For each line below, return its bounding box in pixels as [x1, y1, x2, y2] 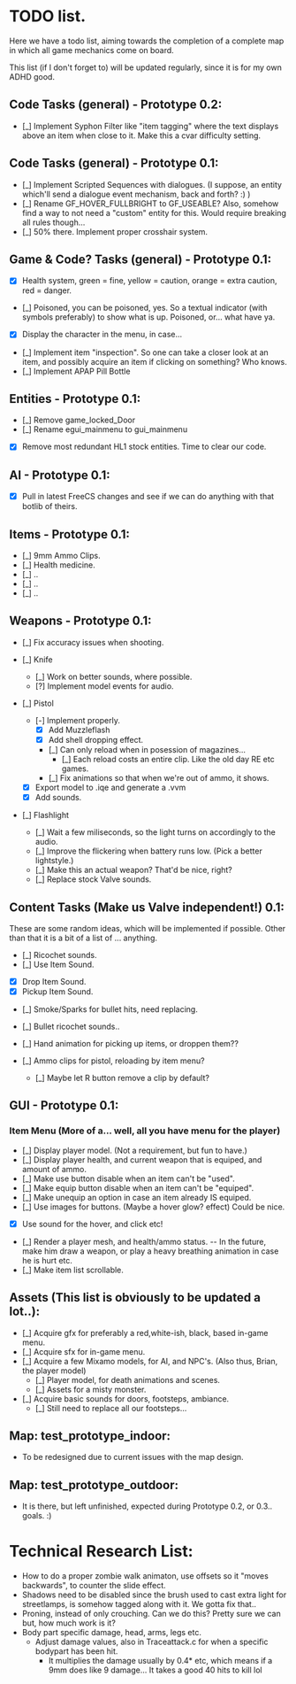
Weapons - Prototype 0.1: [9, 614, 152, 629]
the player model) [21, 1365, 87, 1376]
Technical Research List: [9, 1541, 194, 1562]
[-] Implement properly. [34, 715, 121, 725]
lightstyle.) [34, 855, 74, 866]
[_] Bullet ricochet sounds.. [21, 1021, 120, 1032]
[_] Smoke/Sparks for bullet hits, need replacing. [21, 1004, 199, 1015]
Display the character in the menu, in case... [21, 329, 183, 340]
